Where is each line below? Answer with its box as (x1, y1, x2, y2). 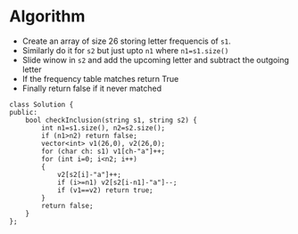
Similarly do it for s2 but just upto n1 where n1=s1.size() (21, 44, 229, 55)
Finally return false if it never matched (21, 83, 162, 93)
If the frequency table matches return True (21, 73, 179, 84)
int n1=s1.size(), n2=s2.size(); (41, 123, 166, 133)
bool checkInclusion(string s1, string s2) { (25, 116, 198, 125)
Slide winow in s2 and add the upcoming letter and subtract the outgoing (21, 54, 290, 65)
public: (9, 108, 38, 117)
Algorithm (9, 6, 86, 27)
